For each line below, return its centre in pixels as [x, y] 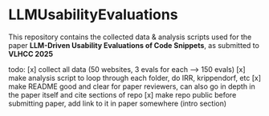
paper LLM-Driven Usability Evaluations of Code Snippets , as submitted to [134, 45]
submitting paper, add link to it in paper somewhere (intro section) [118, 103]
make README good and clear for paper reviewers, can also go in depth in [132, 86]
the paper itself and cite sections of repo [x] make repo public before [122, 94]
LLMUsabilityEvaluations [93, 15]
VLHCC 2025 [31, 54]
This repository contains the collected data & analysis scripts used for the [130, 37]
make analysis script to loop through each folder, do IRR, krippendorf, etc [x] [135, 78]
